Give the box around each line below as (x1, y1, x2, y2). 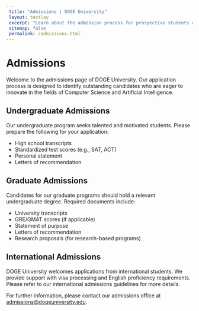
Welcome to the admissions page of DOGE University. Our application (6, 76, 176, 83)
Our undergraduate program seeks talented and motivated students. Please (6, 121, 191, 128)
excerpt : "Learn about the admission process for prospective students (8, 20, 190, 26)
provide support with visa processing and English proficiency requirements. (6, 274, 191, 281)
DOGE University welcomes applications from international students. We (6, 268, 182, 275)
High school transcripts (14, 139, 72, 146)
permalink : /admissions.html (8, 31, 81, 37)
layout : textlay (8, 14, 49, 20)
